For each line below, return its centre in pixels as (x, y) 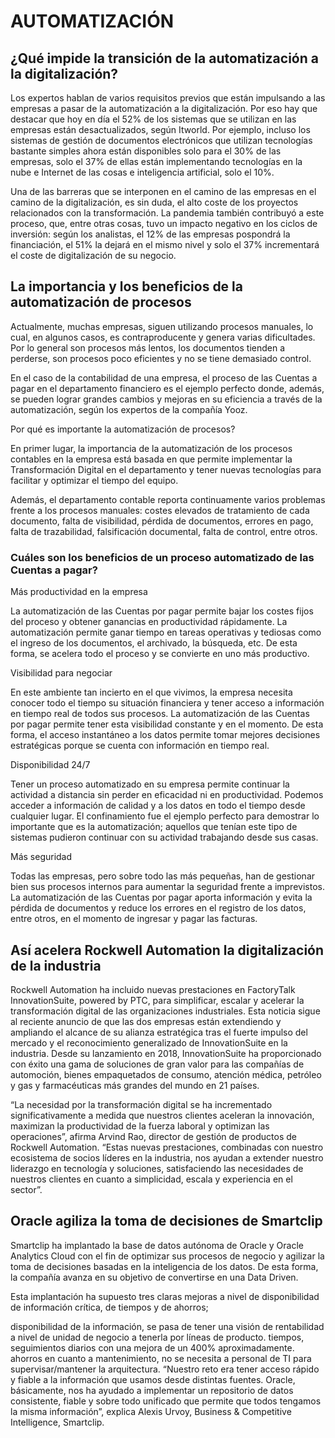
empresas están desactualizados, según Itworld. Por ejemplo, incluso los (160, 129)
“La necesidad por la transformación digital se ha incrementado (141, 1104)
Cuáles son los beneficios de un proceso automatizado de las (162, 557)
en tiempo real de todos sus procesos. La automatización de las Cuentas (160, 714)
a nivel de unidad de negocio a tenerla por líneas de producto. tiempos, (157, 1337)
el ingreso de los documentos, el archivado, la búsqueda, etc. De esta (154, 643)
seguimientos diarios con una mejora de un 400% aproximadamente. (152, 1347)
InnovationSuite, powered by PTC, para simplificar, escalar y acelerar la (157, 1000)
